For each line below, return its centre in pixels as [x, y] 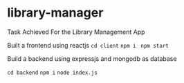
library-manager [55, 13]
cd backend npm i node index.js [53, 73]
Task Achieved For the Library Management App [76, 32]
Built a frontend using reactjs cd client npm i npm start [88, 45]
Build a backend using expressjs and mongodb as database [92, 58]
